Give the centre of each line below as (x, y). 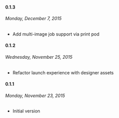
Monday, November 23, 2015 (35, 95)
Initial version (26, 111)
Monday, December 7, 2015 (33, 19)
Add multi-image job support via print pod (56, 34)
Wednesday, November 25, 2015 (39, 57)
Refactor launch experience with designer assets (63, 72)
